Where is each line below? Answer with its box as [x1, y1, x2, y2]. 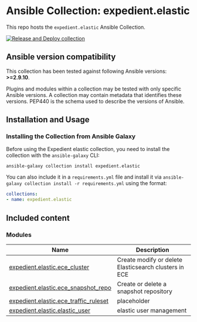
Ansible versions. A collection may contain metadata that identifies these [6, 91, 182, 98]
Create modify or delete [117, 256, 183, 264]
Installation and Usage [6, 115, 90, 125]
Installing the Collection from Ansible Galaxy [6, 132, 136, 140]
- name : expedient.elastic [6, 197, 72, 203]
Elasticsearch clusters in [117, 263, 184, 271]
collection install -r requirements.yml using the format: [24, 180, 167, 187]
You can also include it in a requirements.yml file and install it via [6, 173, 162, 180]
